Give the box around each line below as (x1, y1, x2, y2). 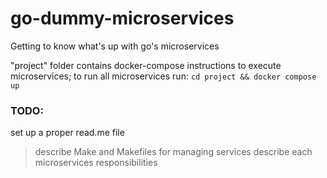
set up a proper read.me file (10, 127, 125, 139)
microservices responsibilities (34, 157, 158, 169)
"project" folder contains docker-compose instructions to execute (10, 59, 282, 71)
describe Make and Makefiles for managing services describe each (34, 146, 313, 158)
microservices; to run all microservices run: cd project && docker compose (10, 70, 317, 82)
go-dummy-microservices (10, 7, 235, 30)
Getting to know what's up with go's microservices (10, 40, 220, 52)
